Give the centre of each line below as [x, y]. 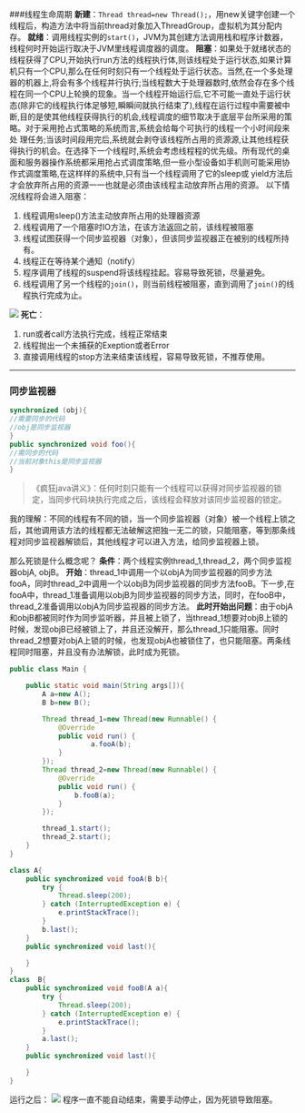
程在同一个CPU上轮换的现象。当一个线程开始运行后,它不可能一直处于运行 [146, 94]
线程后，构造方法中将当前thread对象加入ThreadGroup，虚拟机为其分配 [142, 25]
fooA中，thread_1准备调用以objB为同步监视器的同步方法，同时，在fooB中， [150, 595]
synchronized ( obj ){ [49, 410]
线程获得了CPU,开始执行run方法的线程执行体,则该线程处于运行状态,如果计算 [151, 60]
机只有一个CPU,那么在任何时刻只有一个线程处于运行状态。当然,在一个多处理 [151, 71]
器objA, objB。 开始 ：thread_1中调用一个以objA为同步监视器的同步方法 [141, 572]
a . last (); [60, 1039]
